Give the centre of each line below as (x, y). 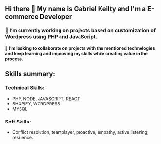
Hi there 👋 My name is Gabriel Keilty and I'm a (76, 9)
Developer (56, 17)
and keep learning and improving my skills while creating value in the (76, 53)
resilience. (22, 137)
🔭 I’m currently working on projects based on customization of (80, 31)
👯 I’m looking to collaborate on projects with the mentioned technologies (80, 48)
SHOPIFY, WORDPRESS (36, 103)
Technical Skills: (25, 88)
